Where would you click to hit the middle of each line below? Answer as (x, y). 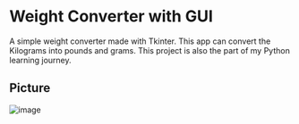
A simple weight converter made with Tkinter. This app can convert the (140, 41)
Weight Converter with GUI (111, 17)
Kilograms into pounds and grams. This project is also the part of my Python (150, 50)
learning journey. (40, 60)
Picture (30, 88)
